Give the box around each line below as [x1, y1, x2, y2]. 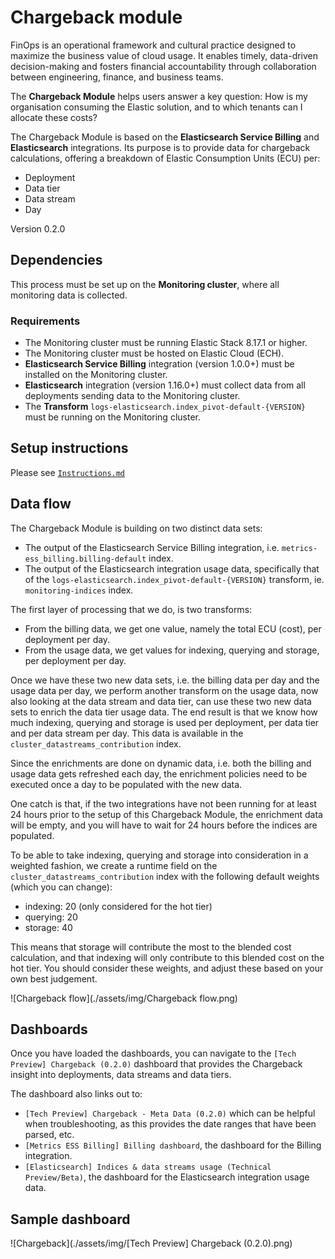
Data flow [10, 496, 72, 513]
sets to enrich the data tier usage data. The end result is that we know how [10, 706, 318, 718]
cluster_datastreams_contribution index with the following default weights [10, 870, 320, 882]
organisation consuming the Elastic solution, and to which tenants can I [10, 101, 303, 113]
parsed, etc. [24, 1129, 75, 1141]
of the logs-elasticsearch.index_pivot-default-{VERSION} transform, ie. [24, 573, 325, 585]
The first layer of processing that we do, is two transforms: [10, 603, 253, 615]
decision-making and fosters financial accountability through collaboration [10, 60, 317, 72]
